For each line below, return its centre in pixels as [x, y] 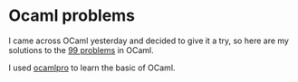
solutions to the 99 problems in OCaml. [82, 50]
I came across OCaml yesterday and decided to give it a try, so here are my [149, 41]
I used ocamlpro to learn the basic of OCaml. [92, 68]
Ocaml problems [72, 16]
